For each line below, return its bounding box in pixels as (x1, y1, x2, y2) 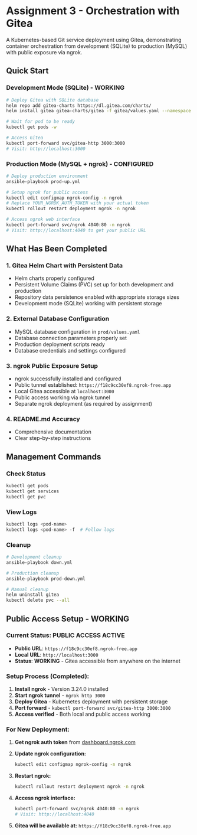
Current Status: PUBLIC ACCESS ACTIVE (6, 631, 125, 640)
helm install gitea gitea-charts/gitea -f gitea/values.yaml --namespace (6, 108, 192, 114)
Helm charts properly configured (14, 275, 94, 282)
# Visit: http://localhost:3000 (6, 146, 86, 152)
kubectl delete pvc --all (6, 598, 70, 604)
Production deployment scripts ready (14, 341, 105, 348)
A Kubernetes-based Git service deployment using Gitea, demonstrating (6, 36, 182, 43)
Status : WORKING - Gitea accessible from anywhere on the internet (14, 657, 181, 664)
